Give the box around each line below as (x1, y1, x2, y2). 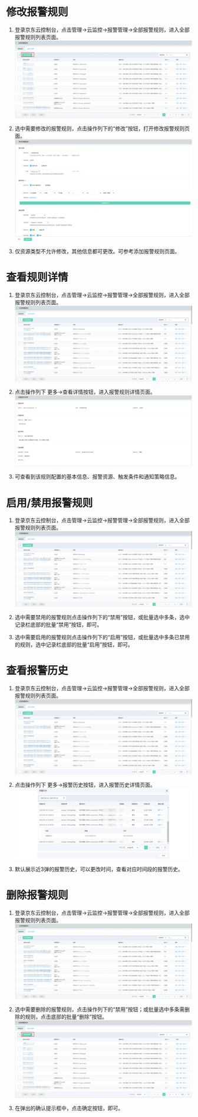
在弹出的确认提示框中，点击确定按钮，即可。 (14, 1105, 124, 1112)
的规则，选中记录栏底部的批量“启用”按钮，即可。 (14, 640, 134, 648)
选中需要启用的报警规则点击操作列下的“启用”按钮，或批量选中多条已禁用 (14, 633, 190, 640)
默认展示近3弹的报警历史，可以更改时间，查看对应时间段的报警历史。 (14, 865, 184, 873)
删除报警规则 (6, 889, 69, 902)
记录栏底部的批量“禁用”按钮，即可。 (14, 621, 103, 628)
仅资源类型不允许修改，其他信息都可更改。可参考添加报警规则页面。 (14, 248, 180, 255)
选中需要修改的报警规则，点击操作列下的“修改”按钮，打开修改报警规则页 (14, 125, 190, 132)
